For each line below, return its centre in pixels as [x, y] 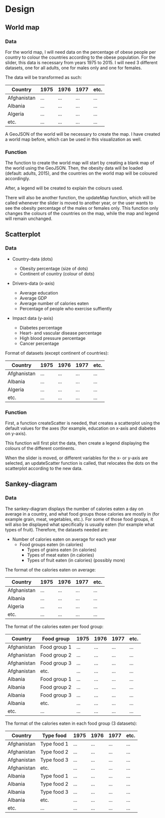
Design [20, 9]
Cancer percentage [39, 343]
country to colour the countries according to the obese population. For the [81, 57]
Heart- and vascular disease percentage [61, 333]
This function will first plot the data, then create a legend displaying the [77, 443]
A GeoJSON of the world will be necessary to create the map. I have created [82, 134]
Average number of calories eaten [54, 303]
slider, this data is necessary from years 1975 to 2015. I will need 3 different [81, 62]
